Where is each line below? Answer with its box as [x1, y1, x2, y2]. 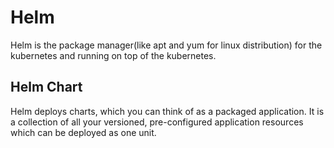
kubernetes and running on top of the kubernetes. [10, 49, 217, 61]
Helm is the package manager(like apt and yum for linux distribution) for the [10, 39, 323, 51]
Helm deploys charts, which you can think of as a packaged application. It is [10, 105, 325, 117]
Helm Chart [10, 79, 83, 96]
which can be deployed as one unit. [10, 126, 157, 138]
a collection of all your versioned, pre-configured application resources [10, 116, 304, 128]
